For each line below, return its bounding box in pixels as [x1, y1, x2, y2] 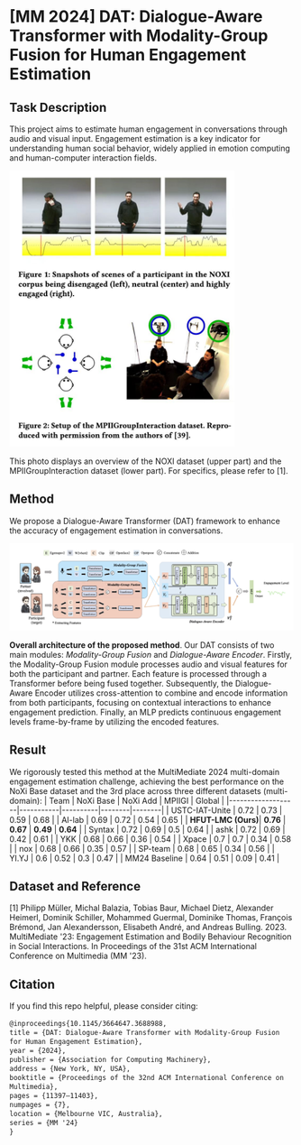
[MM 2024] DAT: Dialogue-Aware [9, 6, 263, 27]
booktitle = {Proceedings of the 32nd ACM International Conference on [9, 1074, 284, 1083]
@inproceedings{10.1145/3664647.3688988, [9, 1020, 168, 1029]
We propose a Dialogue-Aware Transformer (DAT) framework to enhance [9, 515, 281, 526]
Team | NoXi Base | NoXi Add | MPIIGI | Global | [49, 795, 225, 806]
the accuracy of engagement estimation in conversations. [9, 525, 223, 536]
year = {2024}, [9, 1047, 67, 1056]
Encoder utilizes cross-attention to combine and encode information [34, 688, 288, 698]
